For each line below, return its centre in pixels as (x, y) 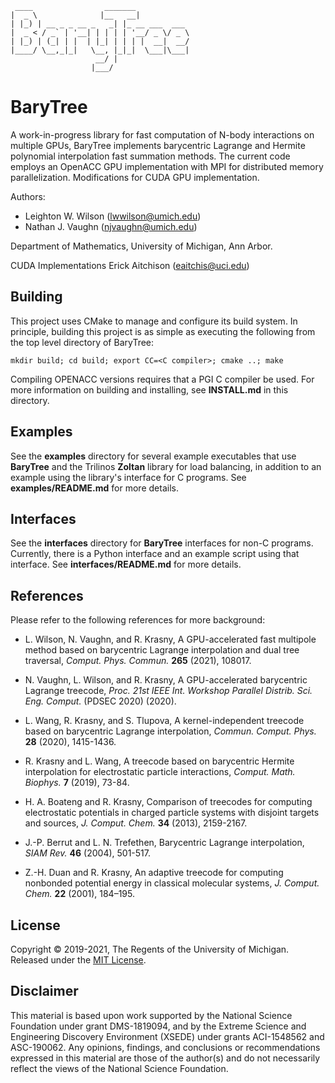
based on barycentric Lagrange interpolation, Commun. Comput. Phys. (170, 731)
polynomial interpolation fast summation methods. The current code (150, 156)
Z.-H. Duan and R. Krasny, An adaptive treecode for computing (154, 873)
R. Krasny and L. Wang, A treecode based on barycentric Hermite (159, 761)
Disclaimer (44, 991)
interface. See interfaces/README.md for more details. (126, 564)
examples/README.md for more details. (94, 488)
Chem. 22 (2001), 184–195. (79, 894)
